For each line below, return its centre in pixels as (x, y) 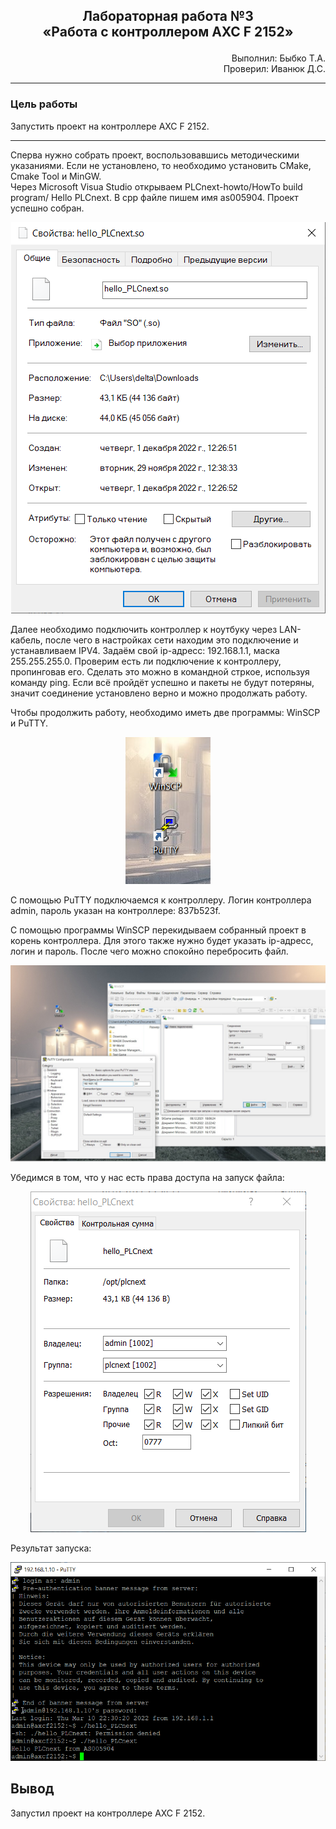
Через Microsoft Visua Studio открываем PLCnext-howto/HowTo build (156, 186)
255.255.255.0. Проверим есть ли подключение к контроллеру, (146, 661)
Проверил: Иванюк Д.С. (274, 69)
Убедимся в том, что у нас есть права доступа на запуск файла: (147, 1177)
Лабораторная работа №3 (168, 16)
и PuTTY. (29, 723)
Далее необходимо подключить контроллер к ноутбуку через (144, 629)
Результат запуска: (51, 1548)
